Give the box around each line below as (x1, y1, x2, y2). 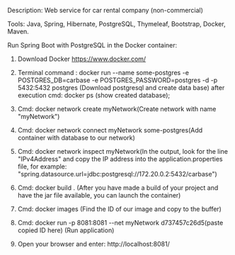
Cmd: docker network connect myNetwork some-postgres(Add (17, 126, 203, 134)
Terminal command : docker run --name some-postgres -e (17, 69, 190, 76)
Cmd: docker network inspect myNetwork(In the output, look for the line (17, 147, 229, 155)
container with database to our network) (17, 134, 136, 142)
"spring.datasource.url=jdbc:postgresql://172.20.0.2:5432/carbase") (17, 170, 217, 178)
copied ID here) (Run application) (17, 226, 115, 234)
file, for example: (17, 162, 67, 171)
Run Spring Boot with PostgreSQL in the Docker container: (7, 41, 178, 49)
